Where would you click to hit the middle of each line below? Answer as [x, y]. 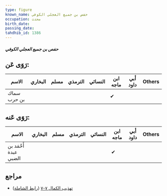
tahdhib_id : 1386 [23, 33]
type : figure [19, 10]
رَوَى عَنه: [17, 117]
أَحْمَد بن [16, 146]
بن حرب [16, 99]
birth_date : [17, 24]
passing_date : [20, 28]
